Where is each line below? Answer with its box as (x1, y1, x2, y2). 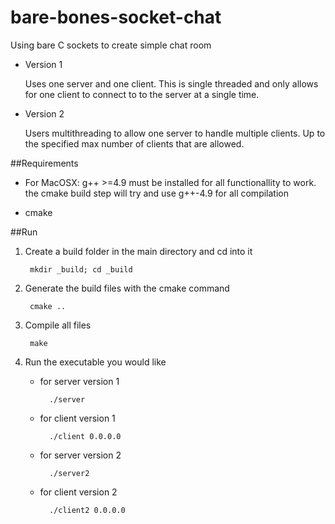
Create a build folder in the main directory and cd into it (24, 245, 253, 257)
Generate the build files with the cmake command (24, 282, 230, 294)
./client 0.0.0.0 (48, 431, 122, 441)
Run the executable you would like (24, 356, 167, 368)
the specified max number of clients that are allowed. (24, 137, 245, 150)
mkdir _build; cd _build (29, 264, 133, 275)
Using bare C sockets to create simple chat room (10, 39, 212, 51)
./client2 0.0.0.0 (48, 505, 126, 515)
